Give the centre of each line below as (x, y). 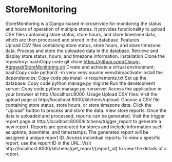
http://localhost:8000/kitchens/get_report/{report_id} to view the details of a (86, 148)
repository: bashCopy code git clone (44, 61)
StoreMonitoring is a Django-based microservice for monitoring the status (83, 24)
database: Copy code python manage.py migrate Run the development (80, 83)
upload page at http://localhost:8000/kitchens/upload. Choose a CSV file (83, 99)
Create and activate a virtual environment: (110, 67)
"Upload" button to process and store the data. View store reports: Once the (86, 110)
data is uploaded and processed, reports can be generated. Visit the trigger (85, 115)
